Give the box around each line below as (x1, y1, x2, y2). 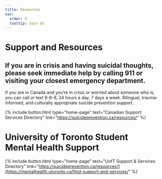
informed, (5, 100, 25, 106)
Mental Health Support (5, 142, 100, 153)
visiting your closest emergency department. (5, 76, 145, 85)
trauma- (142, 95, 158, 101)
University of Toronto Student (5, 132, 128, 143)
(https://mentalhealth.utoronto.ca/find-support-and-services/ (5, 169, 129, 175)
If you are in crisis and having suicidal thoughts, (5, 61, 154, 69)
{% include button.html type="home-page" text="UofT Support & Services (5, 158, 155, 164)
